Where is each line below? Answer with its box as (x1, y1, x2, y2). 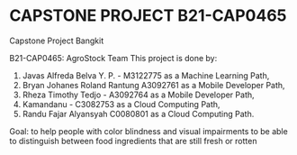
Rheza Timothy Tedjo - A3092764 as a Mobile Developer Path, (22, 89, 255, 100)
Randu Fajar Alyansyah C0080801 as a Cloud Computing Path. (22, 108, 255, 119)
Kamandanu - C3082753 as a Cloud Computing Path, (22, 98, 220, 109)
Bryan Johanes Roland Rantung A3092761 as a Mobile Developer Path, (22, 79, 285, 90)
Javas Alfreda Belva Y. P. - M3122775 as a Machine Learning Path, (22, 69, 270, 81)
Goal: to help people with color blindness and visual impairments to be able (9, 125, 288, 136)
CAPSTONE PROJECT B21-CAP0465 (9, 5, 287, 26)
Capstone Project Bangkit (9, 35, 104, 46)
